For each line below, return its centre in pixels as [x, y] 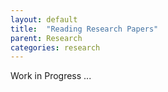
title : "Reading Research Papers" [84, 29]
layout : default [44, 19]
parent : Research [46, 38]
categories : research [55, 47]
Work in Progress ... [51, 76]
